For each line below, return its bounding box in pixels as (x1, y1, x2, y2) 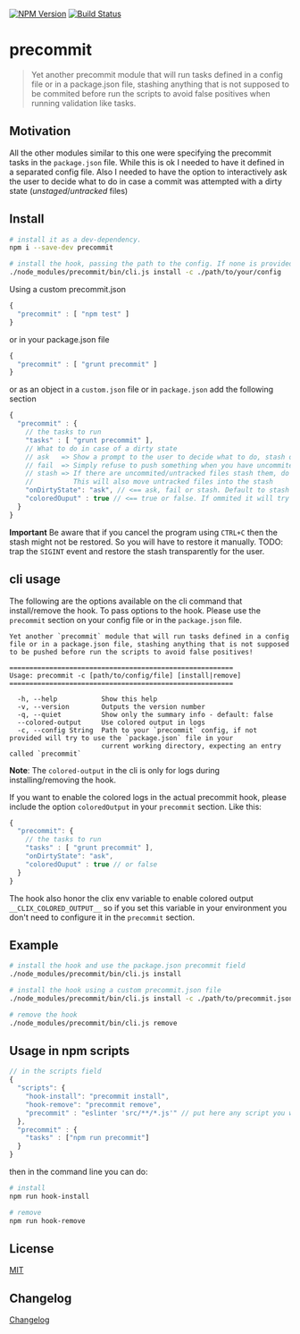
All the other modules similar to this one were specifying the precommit (9, 148, 272, 158)
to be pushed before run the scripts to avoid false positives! (9, 647, 254, 656)
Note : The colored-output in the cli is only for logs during (9, 764, 221, 775)
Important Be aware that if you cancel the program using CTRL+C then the (9, 527, 279, 537)
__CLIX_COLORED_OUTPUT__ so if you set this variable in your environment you (9, 902, 287, 913)
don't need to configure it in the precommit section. (9, 912, 196, 923)
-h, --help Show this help (17, 694, 158, 704)
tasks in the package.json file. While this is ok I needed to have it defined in (9, 156, 285, 167)
